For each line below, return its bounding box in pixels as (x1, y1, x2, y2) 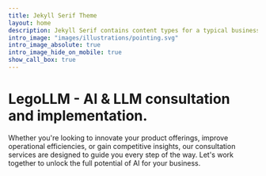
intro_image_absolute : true (8, 41, 101, 49)
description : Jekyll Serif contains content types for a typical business (8, 26, 260, 34)
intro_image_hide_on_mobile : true (8, 48, 123, 56)
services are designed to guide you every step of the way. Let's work (8, 150, 234, 159)
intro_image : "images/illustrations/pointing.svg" (8, 33, 179, 42)
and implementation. (8, 107, 148, 125)
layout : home (8, 19, 51, 27)
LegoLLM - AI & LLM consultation (8, 90, 230, 108)
